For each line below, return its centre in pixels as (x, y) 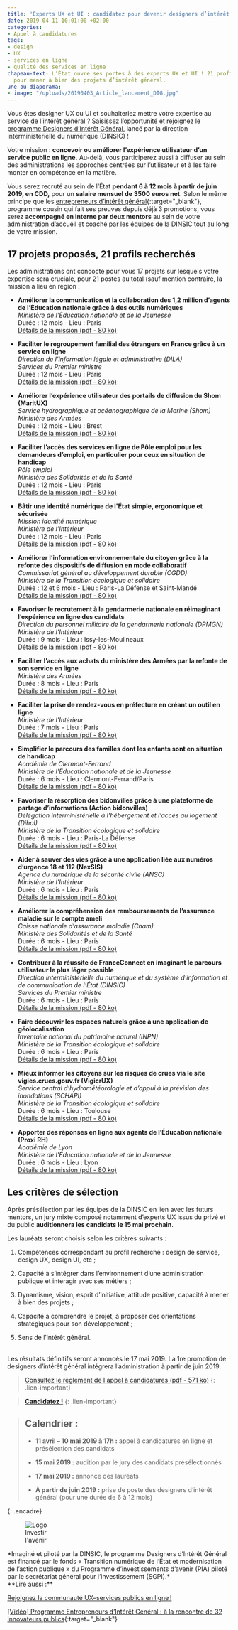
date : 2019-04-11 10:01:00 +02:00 (58, 21)
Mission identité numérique (57, 521)
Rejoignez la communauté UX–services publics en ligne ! (90, 1597)
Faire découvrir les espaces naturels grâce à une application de (113, 1022)
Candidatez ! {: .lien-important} (70, 1401)
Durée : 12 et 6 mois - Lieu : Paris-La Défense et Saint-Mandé (107, 588)
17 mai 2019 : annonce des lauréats (87, 1476)
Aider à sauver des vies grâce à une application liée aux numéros (115, 859)
